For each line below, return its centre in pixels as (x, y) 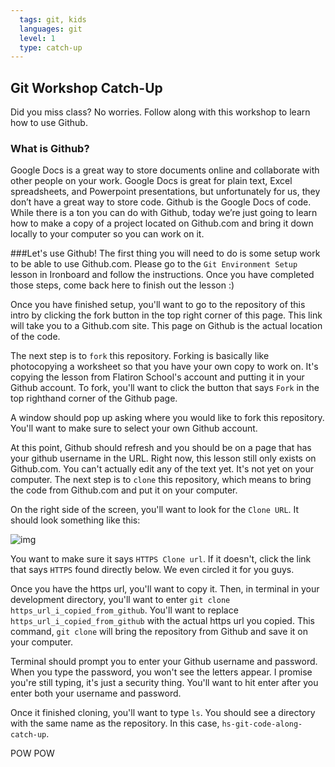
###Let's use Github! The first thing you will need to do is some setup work (165, 253)
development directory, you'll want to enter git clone (120, 600)
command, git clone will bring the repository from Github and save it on (159, 632)
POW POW (32, 753)
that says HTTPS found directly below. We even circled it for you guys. (152, 570)
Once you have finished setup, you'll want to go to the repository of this (158, 305)
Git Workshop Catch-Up (86, 87)
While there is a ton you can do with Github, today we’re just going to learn (164, 213)
